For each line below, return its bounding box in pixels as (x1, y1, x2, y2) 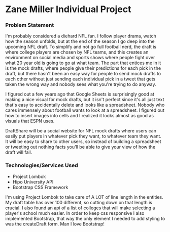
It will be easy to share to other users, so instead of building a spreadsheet (5, 138, 161, 145)
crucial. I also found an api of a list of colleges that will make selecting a (5, 205, 155, 211)
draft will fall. (5, 149, 32, 155)
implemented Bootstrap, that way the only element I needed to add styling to (5, 215, 165, 221)
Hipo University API (12, 178, 54, 185)
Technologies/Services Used (5, 162, 79, 169)
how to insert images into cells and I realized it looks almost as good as (5, 113, 154, 119)
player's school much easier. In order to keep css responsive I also (5, 210, 145, 216)
